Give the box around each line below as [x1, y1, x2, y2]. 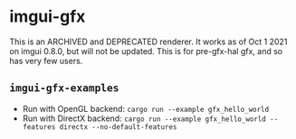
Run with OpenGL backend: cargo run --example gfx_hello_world [22, 103, 270, 114]
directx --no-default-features [59, 122, 177, 132]
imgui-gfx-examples [9, 81, 119, 95]
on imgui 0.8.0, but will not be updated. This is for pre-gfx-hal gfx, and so [9, 45, 283, 56]
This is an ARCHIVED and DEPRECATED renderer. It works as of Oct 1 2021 [9, 36, 288, 47]
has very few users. [9, 55, 83, 66]
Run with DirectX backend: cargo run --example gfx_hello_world [22, 113, 267, 124]
